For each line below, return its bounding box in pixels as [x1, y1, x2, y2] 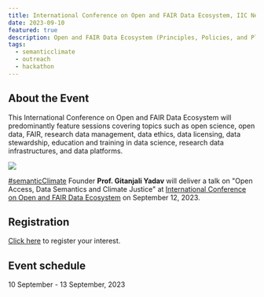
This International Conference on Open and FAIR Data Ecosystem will [8, 112, 232, 122]
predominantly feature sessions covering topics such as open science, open [8, 121, 255, 130]
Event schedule [8, 258, 86, 272]
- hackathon [15, 63, 55, 71]
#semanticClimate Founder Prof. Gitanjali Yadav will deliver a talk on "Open [8, 176, 253, 185]
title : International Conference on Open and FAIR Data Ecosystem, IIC [8, 11, 247, 20]
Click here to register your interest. [8, 236, 121, 246]
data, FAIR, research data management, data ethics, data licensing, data [8, 129, 241, 138]
